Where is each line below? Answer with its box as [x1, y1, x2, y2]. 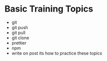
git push [11, 24, 28, 30]
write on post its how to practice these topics [11, 50, 103, 56]
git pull [11, 30, 25, 35]
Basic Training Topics [4, 3, 93, 15]
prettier [11, 40, 27, 46]
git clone [11, 35, 30, 41]
